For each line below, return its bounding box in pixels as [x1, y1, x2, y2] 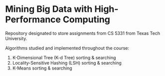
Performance [5, 14, 61, 25]
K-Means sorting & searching [12, 65, 72, 71]
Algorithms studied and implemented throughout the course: [5, 45, 130, 51]
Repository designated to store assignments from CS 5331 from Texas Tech [5, 30, 161, 36]
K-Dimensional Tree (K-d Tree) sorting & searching [12, 54, 116, 60]
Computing [62, 14, 111, 25]
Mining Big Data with [5, 3, 93, 15]
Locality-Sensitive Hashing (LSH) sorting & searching [12, 60, 122, 66]
